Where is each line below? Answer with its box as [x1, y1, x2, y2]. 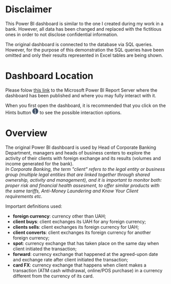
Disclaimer [5, 4, 52, 15]
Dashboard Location [5, 70, 94, 82]
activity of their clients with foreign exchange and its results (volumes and [5, 155, 161, 161]
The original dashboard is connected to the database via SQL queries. [5, 41, 153, 47]
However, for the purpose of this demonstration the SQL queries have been [5, 47, 164, 53]
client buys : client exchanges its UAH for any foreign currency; [12, 219, 146, 225]
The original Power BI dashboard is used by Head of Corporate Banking [5, 144, 156, 150]
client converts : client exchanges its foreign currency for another [12, 229, 151, 235]
